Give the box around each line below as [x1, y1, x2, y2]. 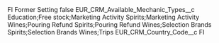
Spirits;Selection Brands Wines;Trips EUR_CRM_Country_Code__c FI [7, 28, 205, 36]
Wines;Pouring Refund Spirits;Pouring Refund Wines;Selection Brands [7, 20, 212, 29]
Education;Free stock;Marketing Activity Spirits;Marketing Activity [7, 13, 200, 21]
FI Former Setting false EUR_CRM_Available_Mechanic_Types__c [7, 6, 195, 13]
